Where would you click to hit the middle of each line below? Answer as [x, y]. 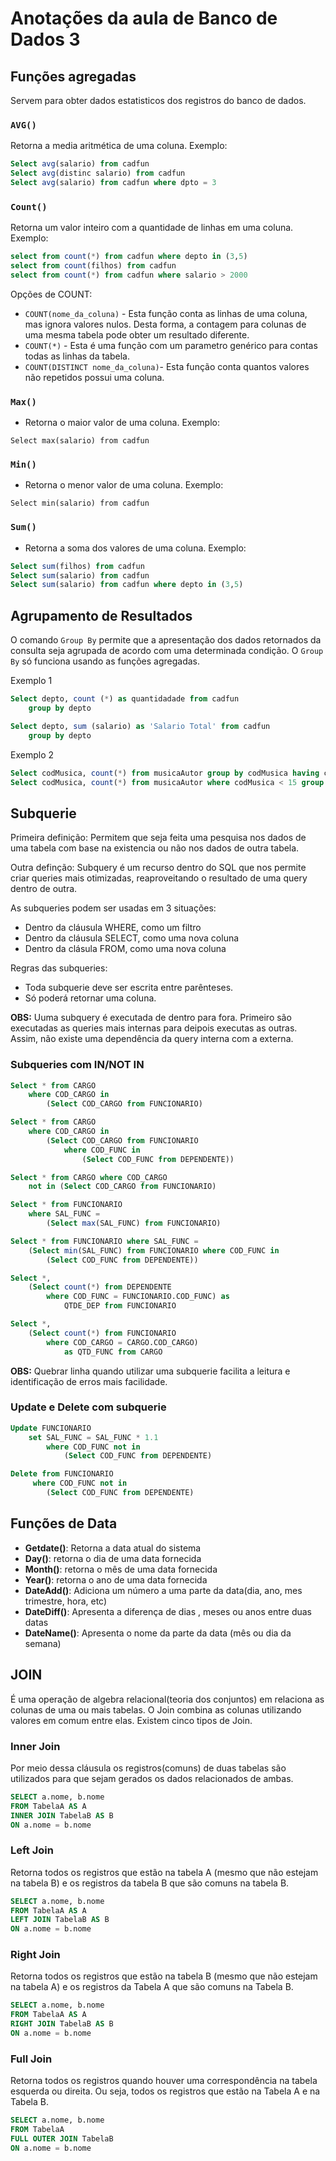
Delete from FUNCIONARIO [62, 1474]
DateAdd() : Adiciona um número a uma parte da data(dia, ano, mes [163, 1590]
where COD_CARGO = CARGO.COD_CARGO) [122, 1342]
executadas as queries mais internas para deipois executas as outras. [154, 1028]
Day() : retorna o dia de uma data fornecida [113, 1558]
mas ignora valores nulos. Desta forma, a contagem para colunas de [165, 324]
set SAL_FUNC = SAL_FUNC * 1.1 [93, 1437]
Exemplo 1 [31, 681]
